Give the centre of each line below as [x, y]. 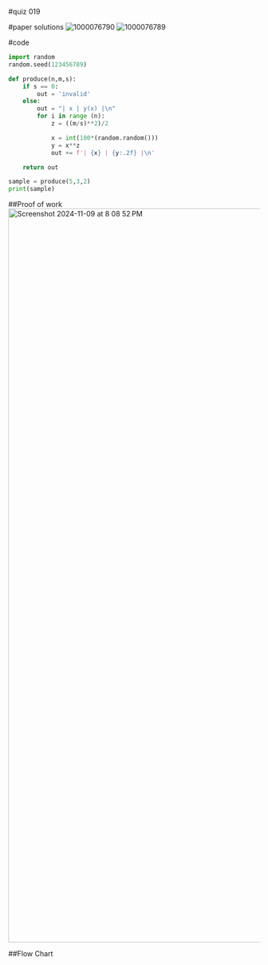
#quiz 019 [24, 12]
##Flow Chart [31, 954]
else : [32, 101]
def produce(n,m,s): [43, 79]
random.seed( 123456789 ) [48, 64]
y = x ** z [65, 145]
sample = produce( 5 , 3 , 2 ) [49, 182]
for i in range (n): [71, 116]
